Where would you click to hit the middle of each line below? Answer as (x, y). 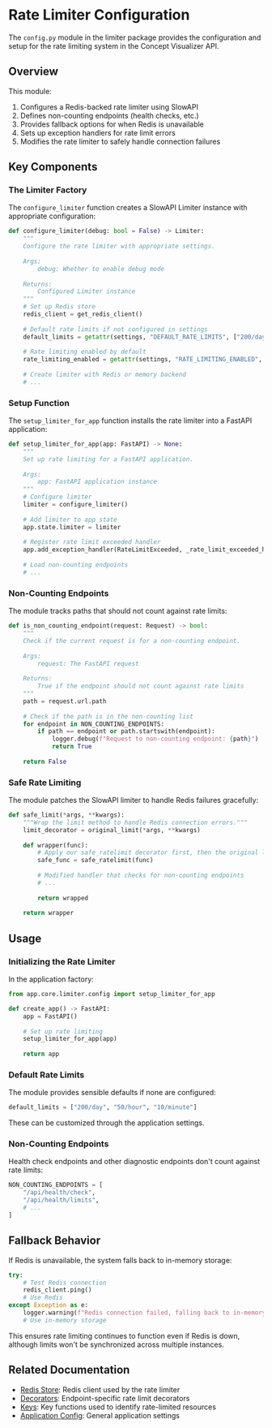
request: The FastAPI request (88, 663)
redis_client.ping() (57, 1290)
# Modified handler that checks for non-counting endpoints (141, 876)
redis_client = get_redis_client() (83, 314)
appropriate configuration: (52, 216)
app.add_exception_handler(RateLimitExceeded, (103, 550)
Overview (34, 72)
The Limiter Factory (48, 190)
